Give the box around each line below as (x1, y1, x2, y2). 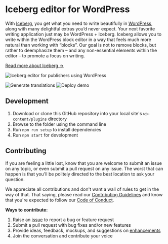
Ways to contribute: (5, 206, 48, 213)
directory (48, 116, 67, 122)
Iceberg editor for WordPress (5, 4, 130, 15)
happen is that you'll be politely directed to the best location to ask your (5, 171, 155, 177)
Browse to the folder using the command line (12, 121, 106, 127)
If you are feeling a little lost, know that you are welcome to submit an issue (5, 160, 162, 166)
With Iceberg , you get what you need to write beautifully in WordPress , (5, 20, 153, 26)
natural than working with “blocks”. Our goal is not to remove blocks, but (5, 42, 156, 48)
